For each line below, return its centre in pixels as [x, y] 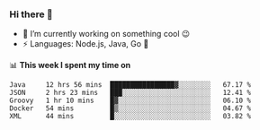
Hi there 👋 [31, 14]
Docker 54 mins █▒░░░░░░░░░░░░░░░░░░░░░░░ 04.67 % [130, 108]
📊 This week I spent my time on [70, 65]
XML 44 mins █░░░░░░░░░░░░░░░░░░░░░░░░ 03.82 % [130, 117]
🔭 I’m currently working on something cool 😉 [106, 34]
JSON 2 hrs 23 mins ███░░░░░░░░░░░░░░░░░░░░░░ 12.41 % [130, 93]
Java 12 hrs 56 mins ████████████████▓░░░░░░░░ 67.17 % [130, 85]
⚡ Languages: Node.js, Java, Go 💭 [85, 44]
